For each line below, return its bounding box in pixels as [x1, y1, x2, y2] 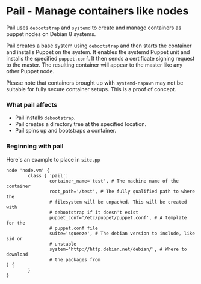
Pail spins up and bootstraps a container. [14, 127, 116, 134]
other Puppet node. [6, 67, 55, 74]
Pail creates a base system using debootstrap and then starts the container [6, 42, 192, 49]
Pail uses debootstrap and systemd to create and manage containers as [6, 24, 182, 31]
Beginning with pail [6, 142, 64, 151]
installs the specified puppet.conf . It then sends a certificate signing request [6, 55, 195, 62]
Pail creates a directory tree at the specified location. [14, 121, 146, 128]
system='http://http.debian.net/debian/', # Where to [49, 246, 187, 252]
